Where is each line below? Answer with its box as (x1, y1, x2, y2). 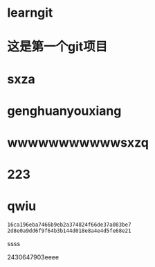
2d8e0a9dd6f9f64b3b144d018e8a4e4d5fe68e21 (7, 227, 131, 234)
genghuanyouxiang (7, 103, 122, 119)
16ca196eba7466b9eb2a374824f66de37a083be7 (7, 221, 131, 229)
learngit (7, 5, 53, 21)
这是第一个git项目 (7, 39, 108, 55)
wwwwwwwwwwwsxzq (7, 134, 149, 150)
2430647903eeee (7, 253, 60, 261)
